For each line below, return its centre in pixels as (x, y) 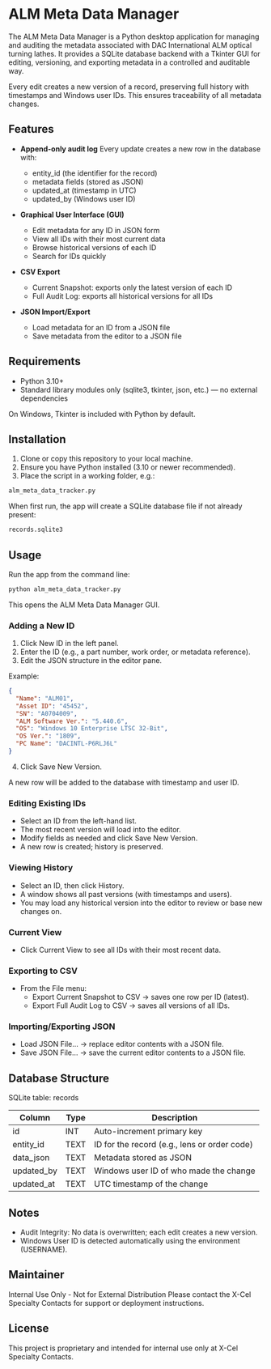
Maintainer (36, 1275)
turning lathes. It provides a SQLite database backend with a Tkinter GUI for (134, 53)
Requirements (44, 361)
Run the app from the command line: (69, 574)
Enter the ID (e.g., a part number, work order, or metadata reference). (135, 652)
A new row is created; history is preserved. (91, 847)
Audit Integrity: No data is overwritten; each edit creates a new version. (139, 1232)
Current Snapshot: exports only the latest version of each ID (132, 287)
